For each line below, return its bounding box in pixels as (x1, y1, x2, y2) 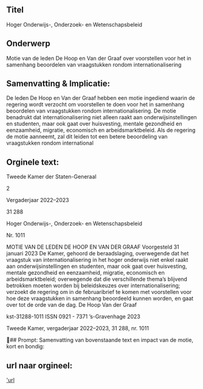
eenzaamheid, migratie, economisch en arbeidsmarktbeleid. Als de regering (6, 126, 196, 134)
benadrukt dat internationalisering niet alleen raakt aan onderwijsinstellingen (6, 114, 197, 121)
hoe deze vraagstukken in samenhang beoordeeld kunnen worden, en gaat (6, 295, 194, 302)
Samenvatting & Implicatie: (6, 79, 110, 89)
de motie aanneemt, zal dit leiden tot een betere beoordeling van (6, 133, 168, 140)
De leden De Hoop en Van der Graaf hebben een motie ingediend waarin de (6, 94, 195, 102)
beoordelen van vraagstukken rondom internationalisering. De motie (6, 107, 177, 114)
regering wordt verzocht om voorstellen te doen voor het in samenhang (6, 101, 185, 108)
